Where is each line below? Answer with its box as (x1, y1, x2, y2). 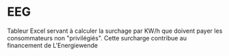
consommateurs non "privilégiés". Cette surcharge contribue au (7, 33, 187, 42)
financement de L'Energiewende (7, 41, 98, 49)
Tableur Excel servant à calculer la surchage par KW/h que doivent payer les (7, 27, 223, 35)
